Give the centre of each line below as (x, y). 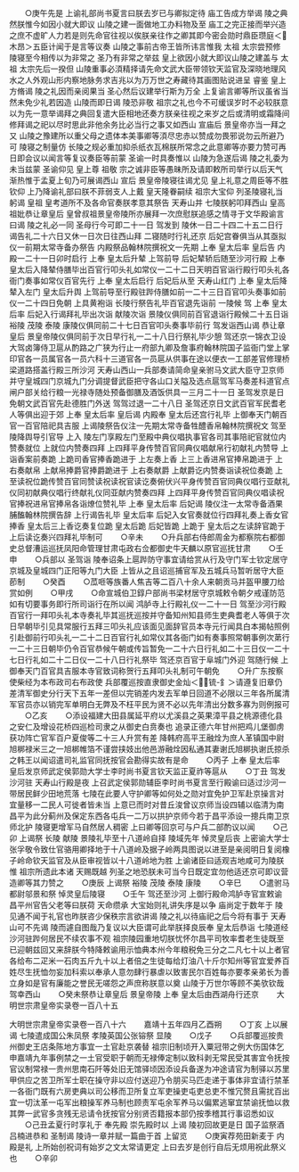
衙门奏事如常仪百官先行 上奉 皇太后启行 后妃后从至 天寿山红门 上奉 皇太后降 (148, 281)
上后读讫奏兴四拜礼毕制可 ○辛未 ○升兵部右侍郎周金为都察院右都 (143, 537)
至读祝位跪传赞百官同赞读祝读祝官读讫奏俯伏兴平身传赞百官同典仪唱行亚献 (145, 481)
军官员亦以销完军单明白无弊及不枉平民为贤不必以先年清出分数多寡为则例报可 (149, 704)
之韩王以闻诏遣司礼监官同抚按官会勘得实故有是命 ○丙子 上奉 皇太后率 (145, 760)
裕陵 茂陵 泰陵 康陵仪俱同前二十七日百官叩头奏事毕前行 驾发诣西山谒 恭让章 (147, 325)
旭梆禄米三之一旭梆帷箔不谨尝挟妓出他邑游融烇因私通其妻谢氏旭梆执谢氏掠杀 (149, 749)
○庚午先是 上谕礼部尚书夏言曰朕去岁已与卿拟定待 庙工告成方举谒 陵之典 (156, 13)
